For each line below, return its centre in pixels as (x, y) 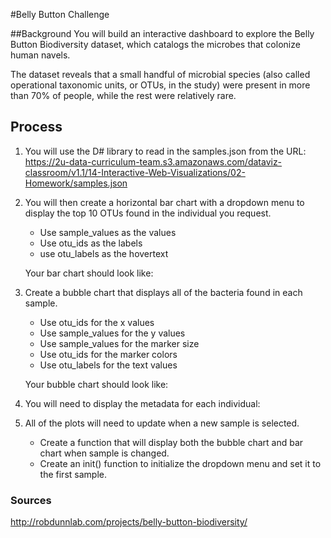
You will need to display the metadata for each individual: (142, 403)
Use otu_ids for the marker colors (108, 354)
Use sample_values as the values (108, 232)
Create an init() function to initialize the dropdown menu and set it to (180, 463)
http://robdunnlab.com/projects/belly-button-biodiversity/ (129, 522)
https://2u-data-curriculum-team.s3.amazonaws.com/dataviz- (153, 161)
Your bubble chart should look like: (96, 384)
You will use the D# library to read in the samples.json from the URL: (165, 151)
